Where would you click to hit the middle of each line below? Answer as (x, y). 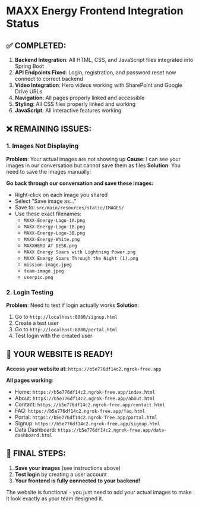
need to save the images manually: (49, 171)
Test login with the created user (53, 335)
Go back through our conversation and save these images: (80, 183)
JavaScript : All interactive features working (68, 110)
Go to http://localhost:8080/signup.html (66, 316)
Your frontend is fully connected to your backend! (78, 481)
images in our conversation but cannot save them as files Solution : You (94, 165)
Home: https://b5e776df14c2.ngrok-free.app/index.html (85, 391)
